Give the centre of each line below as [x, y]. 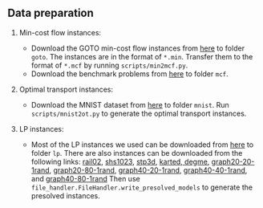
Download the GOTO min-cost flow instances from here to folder [138, 48]
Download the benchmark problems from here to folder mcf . [130, 73]
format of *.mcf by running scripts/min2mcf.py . [109, 65]
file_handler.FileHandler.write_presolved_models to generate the [142, 187]
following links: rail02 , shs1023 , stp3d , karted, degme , [120, 161]
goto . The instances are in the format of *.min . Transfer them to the [142, 56]
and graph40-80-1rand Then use [86, 178]
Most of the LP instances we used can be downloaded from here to [142, 145]
